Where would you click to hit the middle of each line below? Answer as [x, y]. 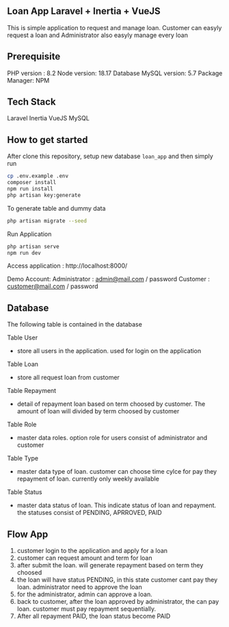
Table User [23, 337]
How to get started [48, 140]
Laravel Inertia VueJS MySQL [49, 118]
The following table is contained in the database [75, 324]
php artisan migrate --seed [47, 221]
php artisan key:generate [44, 195]
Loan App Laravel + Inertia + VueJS [84, 11]
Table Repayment [32, 391]
